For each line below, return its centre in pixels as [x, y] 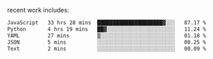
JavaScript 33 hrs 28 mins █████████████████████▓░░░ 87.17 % [107, 23]
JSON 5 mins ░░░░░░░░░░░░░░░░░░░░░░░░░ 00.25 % [107, 42]
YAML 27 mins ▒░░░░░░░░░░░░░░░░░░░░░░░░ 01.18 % [107, 35]
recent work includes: [38, 10]
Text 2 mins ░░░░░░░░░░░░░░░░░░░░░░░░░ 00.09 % [107, 49]
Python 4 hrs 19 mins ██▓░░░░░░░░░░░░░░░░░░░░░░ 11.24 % [107, 29]
